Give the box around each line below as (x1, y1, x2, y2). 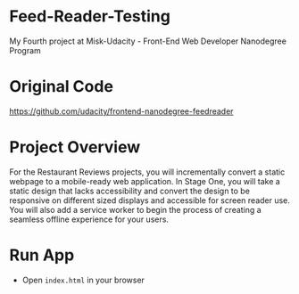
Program (9, 45, 42, 55)
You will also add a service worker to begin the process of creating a (9, 204, 262, 215)
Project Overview (9, 137, 141, 158)
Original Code (9, 77, 114, 97)
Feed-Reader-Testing (9, 6, 171, 27)
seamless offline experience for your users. (9, 214, 170, 225)
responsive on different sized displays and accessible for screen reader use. (9, 194, 290, 206)
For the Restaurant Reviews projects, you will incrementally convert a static (9, 167, 286, 177)
